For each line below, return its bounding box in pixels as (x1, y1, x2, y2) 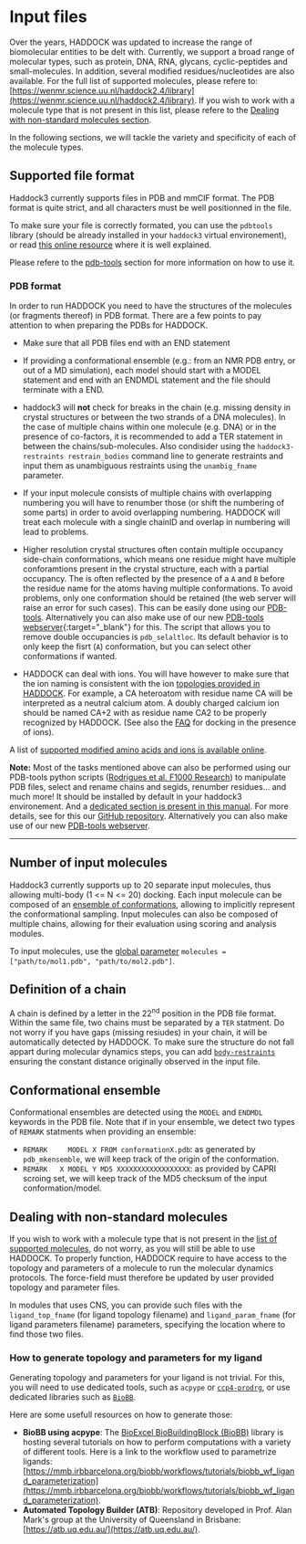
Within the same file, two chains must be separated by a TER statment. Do (9, 1017, 285, 1028)
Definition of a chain (9, 982, 127, 997)
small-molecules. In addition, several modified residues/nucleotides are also (9, 66, 295, 77)
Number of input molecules (9, 856, 168, 871)
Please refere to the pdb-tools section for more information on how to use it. (9, 257, 296, 268)
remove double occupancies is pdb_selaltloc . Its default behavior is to (22, 632, 289, 643)
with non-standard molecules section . (9, 114, 152, 125)
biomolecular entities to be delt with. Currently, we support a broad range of (9, 46, 295, 57)
